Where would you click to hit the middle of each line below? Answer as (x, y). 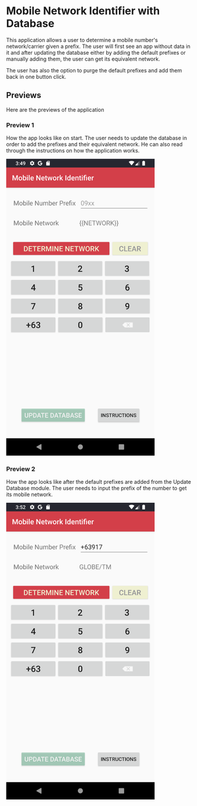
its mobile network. (30, 494)
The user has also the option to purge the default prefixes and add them (94, 70)
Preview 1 (20, 125)
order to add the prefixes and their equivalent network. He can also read (94, 144)
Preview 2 (21, 469)
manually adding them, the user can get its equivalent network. (83, 59)
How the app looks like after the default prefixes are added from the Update (99, 482)
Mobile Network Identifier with (83, 11)
